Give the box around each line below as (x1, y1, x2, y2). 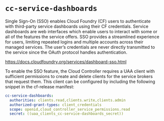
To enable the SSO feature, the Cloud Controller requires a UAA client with (5, 68, 155, 74)
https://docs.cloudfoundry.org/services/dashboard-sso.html (5, 59, 127, 64)
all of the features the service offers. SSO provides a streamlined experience (5, 34, 160, 40)
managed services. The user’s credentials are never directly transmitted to (5, 44, 155, 50)
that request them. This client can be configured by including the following (5, 79, 156, 84)
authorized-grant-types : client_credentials (9, 102, 102, 107)
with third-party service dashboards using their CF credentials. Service (5, 23, 148, 29)
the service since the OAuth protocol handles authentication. (5, 49, 127, 55)
